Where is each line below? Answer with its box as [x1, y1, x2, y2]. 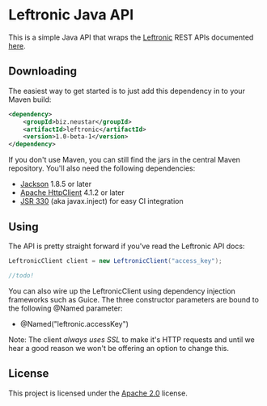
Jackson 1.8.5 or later [19, 180, 91, 189]
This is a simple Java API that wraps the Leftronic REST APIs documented [8, 32, 254, 42]
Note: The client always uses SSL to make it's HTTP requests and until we [8, 334, 255, 345]
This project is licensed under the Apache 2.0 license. [8, 388, 188, 398]
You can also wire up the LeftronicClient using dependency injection [8, 285, 236, 296]
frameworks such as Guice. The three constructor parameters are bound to [8, 294, 259, 304]
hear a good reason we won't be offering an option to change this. [8, 343, 229, 353]
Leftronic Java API [8, 6, 134, 24]
